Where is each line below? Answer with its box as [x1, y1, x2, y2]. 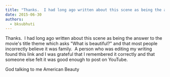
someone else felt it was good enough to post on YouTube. [5, 56, 128, 63]
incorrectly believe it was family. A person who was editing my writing [5, 46, 152, 52]
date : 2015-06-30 [5, 12, 42, 17]
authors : [5, 17, 24, 22]
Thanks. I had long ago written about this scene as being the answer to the [5, 35, 162, 41]
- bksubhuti [10, 21, 35, 27]
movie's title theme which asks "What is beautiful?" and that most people [5, 41, 158, 47]
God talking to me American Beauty [5, 66, 79, 72]
